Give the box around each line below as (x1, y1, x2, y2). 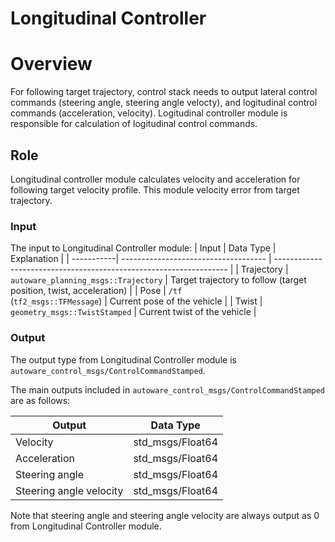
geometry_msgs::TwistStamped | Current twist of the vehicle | (10, 306, 257, 318)
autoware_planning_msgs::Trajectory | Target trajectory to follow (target (10, 274, 307, 286)
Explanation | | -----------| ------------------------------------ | (10, 253, 272, 265)
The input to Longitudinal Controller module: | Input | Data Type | (10, 242, 277, 254)
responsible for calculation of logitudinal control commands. (10, 118, 258, 130)
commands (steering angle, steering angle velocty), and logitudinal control (10, 97, 318, 109)
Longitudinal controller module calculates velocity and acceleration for (10, 173, 301, 185)
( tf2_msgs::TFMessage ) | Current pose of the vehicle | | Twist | (10, 295, 263, 307)
